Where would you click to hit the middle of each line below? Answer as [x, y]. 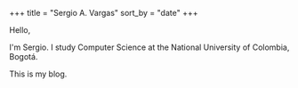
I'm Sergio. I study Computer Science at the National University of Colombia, [149, 47]
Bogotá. [24, 56]
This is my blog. [38, 74]
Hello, [20, 30]
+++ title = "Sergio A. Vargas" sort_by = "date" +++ [104, 13]
